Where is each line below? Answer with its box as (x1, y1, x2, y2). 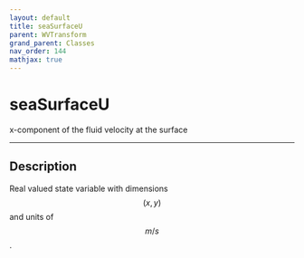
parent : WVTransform (9, 30, 88, 39)
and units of (9, 211, 54, 222)
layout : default (9, 13, 71, 23)
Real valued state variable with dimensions (9, 183, 169, 194)
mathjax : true (9, 55, 63, 64)
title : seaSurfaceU (9, 22, 83, 31)
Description (9, 159, 77, 175)
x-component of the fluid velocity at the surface (9, 124, 188, 135)
